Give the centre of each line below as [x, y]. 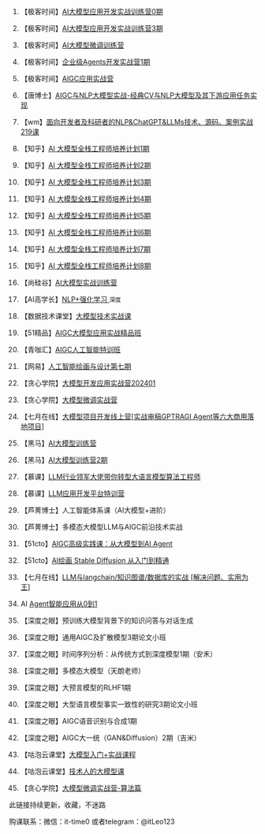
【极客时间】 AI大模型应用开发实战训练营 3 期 [91, 28]
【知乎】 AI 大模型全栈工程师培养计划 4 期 [86, 199]
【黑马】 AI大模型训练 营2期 [64, 460]
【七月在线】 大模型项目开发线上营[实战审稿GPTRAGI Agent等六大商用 [134, 417]
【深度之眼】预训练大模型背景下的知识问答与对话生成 [107, 620]
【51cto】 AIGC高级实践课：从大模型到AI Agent [96, 544]
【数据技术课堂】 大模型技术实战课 [76, 316]
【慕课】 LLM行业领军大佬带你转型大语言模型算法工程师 [110, 477]
